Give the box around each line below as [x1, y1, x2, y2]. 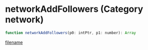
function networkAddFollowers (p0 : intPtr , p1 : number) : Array [5, 30, 136, 35]
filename [5, 39, 23, 45]
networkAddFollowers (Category [5, 3, 144, 15]
